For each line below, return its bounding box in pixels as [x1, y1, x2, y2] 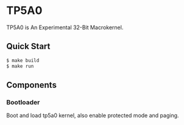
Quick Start [6, 41, 51, 52]
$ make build [6, 57, 40, 64]
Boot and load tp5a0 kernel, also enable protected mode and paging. [6, 112, 179, 119]
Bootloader [6, 98, 40, 106]
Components [6, 79, 57, 90]
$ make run [6, 63, 34, 69]
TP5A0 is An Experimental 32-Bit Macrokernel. [6, 24, 124, 31]
